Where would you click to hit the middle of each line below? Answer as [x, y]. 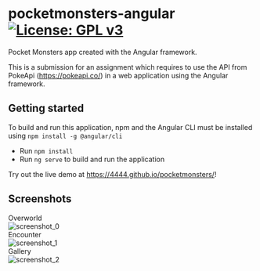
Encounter [25, 234]
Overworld [25, 218]
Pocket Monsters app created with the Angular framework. [103, 52]
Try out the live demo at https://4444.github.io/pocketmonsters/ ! [112, 174]
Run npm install [46, 150]
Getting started [46, 108]
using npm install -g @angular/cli [65, 135]
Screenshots [40, 199]
